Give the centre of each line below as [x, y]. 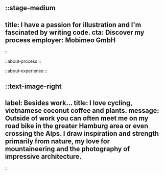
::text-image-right [34, 86]
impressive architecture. [43, 156]
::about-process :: [23, 61]
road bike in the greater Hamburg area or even [77, 126]
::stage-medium [30, 8]
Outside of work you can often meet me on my [77, 118]
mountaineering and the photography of [68, 149]
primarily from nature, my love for [58, 141]
